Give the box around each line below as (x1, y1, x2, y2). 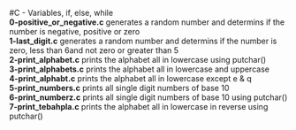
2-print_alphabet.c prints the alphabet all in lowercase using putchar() (9, 55, 267, 65)
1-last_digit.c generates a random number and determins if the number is (9, 35, 277, 46)
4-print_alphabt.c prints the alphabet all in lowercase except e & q (9, 73, 252, 83)
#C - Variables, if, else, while (9, 8, 113, 18)
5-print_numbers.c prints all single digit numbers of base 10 (9, 83, 230, 93)
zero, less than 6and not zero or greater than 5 (9, 45, 179, 56)
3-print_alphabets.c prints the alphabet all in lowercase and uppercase (9, 64, 269, 74)
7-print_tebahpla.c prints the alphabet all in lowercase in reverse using (9, 102, 269, 111)
